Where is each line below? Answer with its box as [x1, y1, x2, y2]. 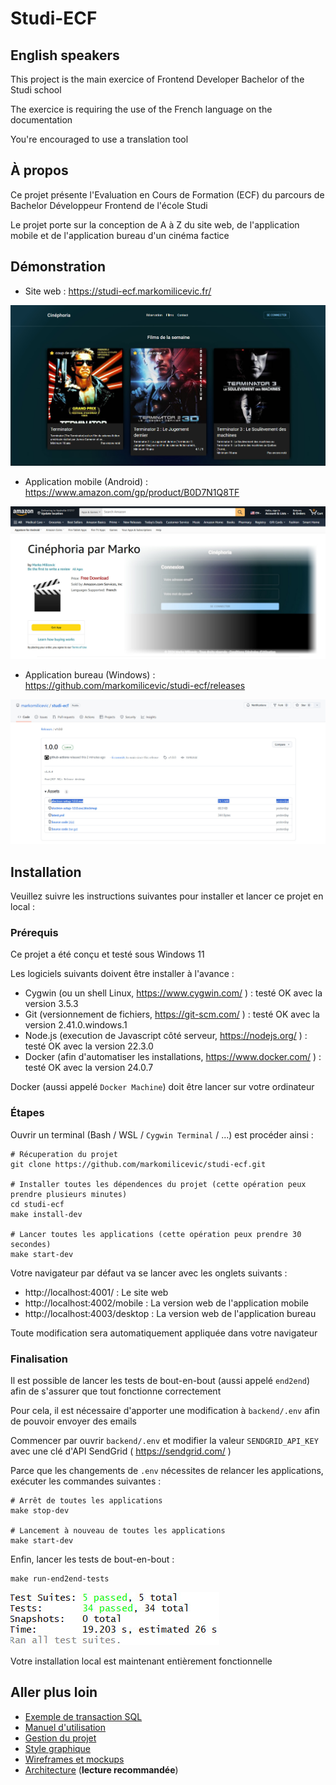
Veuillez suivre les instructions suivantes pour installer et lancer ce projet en [10, 890, 324, 902]
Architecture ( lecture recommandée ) [24, 1763, 179, 1776]
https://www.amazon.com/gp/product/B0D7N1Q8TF [24, 487, 240, 499]
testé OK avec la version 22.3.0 [24, 1040, 154, 1052]
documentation [10, 114, 73, 126]
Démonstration [10, 258, 107, 276]
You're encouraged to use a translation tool [10, 133, 189, 145]
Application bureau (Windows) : [24, 669, 156, 681]
